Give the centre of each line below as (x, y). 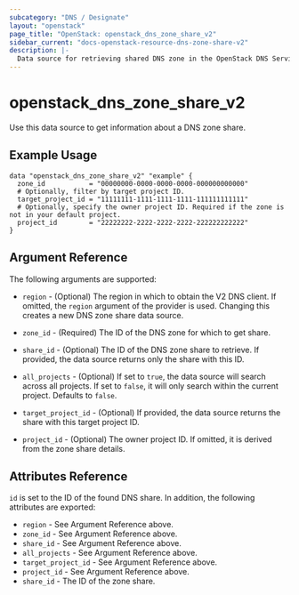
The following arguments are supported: (83, 279)
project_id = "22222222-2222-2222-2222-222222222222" (133, 222)
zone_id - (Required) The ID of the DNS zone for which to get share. (146, 332)
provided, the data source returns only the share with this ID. (133, 359)
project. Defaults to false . (69, 395)
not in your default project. (65, 214)
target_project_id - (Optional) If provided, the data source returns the (151, 412)
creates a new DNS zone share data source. (103, 315)
